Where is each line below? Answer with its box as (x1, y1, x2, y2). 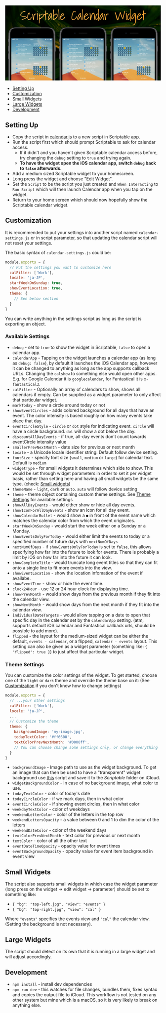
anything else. (12, 1002, 41, 1008)
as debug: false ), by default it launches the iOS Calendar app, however (12, 360, 158, 366)
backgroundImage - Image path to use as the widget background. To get (12, 764, 157, 770)
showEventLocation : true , (9, 286, 63, 291)
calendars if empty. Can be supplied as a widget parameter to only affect (12, 391, 161, 398)
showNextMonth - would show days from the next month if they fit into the (12, 601, 160, 608)
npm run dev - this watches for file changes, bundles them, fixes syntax (12, 986, 157, 992)
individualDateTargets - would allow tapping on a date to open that (12, 612, 151, 618)
